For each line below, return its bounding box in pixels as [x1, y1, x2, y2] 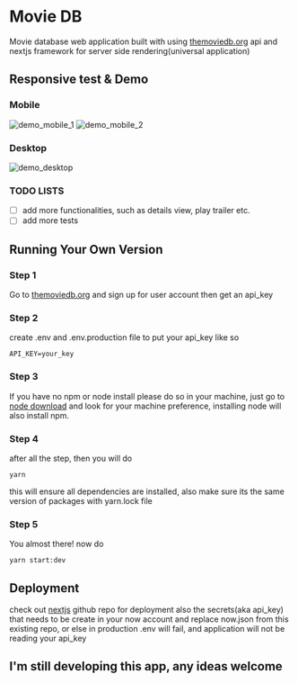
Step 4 [9, 432, 39, 445]
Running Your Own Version [9, 241, 163, 257]
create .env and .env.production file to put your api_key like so [9, 332, 240, 343]
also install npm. [9, 409, 70, 420]
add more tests [22, 215, 79, 226]
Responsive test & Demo [9, 72, 149, 87]
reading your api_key [9, 633, 87, 644]
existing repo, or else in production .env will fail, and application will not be [9, 624, 285, 634]
